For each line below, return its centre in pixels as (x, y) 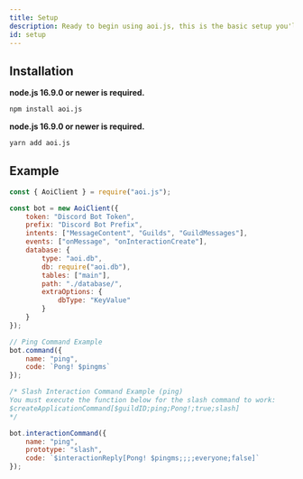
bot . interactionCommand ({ (58, 433)
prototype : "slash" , (64, 450)
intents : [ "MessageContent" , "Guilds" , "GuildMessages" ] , (137, 234)
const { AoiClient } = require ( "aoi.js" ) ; (90, 192)
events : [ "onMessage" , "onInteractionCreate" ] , (116, 242)
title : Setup (34, 18)
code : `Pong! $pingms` (68, 367)
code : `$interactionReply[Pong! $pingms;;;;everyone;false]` (142, 458)
